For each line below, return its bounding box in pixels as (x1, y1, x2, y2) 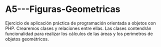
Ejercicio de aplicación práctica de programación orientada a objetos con (5, 20, 156, 26)
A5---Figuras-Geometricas (5, 3, 120, 15)
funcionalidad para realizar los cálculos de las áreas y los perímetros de (5, 30, 153, 36)
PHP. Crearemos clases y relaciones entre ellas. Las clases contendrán (5, 25, 151, 31)
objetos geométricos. (5, 36, 49, 42)
